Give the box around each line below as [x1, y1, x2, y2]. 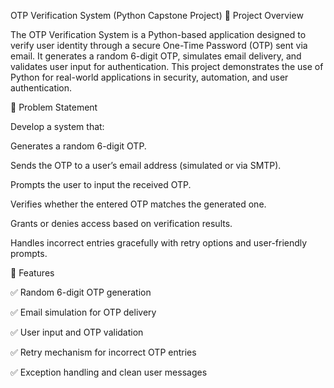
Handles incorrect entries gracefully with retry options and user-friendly [10, 237, 308, 249]
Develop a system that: [10, 121, 105, 132]
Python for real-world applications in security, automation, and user [10, 71, 289, 83]
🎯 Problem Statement [10, 101, 98, 113]
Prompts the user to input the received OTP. [10, 179, 192, 190]
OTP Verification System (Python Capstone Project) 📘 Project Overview [10, 10, 304, 21]
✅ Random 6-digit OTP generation [10, 286, 152, 298]
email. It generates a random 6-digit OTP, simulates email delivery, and [10, 50, 302, 62]
